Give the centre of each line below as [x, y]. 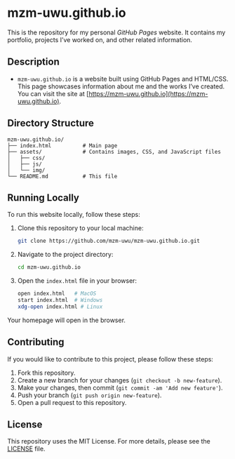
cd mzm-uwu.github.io [49, 267]
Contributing [36, 342]
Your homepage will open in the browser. [67, 320]
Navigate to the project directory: [65, 255]
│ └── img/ [26, 170]
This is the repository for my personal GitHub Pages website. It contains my [116, 32]
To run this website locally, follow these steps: [74, 215]
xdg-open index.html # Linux [60, 307]
